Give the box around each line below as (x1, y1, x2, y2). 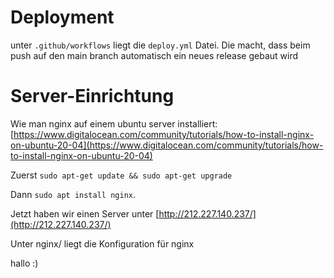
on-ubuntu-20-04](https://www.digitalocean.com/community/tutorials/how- (10, 139, 324, 151)
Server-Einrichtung (10, 85, 175, 108)
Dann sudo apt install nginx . (10, 188, 136, 200)
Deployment (10, 6, 115, 29)
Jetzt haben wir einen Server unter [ (10, 207, 160, 220)
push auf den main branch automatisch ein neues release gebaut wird (10, 49, 299, 61)
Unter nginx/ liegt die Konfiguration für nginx (10, 237, 195, 250)
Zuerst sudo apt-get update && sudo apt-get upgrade (10, 169, 233, 181)
